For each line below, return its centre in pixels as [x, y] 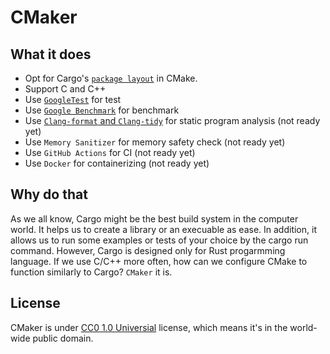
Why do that [49, 194]
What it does [51, 54]
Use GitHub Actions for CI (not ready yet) [110, 152]
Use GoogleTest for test [73, 99]
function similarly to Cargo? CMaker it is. [91, 272]
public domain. [63, 338]
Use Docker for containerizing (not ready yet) [117, 163]
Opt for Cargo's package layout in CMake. [111, 78]
